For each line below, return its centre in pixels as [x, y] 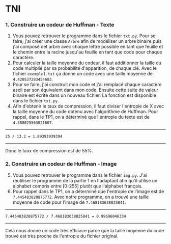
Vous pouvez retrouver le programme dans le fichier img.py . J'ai [80, 175]
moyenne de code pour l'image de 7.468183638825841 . [69, 202]
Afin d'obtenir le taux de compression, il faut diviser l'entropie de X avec [88, 106]
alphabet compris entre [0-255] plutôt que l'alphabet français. [78, 186]
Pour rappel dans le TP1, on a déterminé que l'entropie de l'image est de [88, 191]
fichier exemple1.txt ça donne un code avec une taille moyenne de [82, 74]
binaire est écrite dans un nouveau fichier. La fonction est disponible [84, 95]
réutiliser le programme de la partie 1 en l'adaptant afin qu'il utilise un [85, 180]
